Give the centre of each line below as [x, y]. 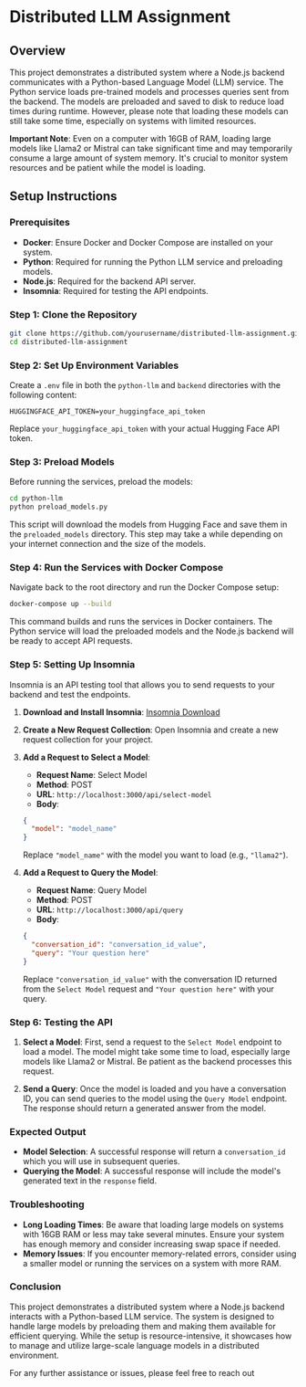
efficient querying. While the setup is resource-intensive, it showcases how [151, 1336]
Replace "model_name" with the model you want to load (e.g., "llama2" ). [155, 855]
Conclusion [36, 1287]
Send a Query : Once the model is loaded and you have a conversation [154, 1088]
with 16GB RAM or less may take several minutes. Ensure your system [153, 1234]
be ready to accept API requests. [71, 641]
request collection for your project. [87, 739]
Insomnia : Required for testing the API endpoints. [116, 290]
